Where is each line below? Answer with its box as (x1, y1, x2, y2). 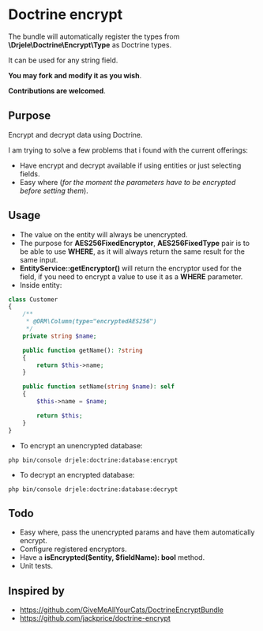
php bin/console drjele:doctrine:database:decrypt (8, 485, 178, 493)
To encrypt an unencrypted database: (19, 440, 144, 450)
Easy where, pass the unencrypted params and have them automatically (19, 527, 255, 537)
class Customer (8, 295, 58, 304)
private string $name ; (22, 332, 97, 340)
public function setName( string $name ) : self (22, 383, 175, 391)
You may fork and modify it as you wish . (8, 70, 142, 80)
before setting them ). (19, 186, 88, 195)
